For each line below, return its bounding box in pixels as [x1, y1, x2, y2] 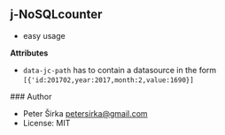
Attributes [10, 48, 49, 58]
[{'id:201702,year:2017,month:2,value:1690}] [22, 75, 194, 85]
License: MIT [22, 117, 71, 128]
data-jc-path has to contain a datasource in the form [22, 64, 217, 75]
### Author [10, 91, 52, 101]
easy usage [22, 30, 66, 41]
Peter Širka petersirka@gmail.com [22, 108, 149, 118]
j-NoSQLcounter [10, 7, 103, 22]
